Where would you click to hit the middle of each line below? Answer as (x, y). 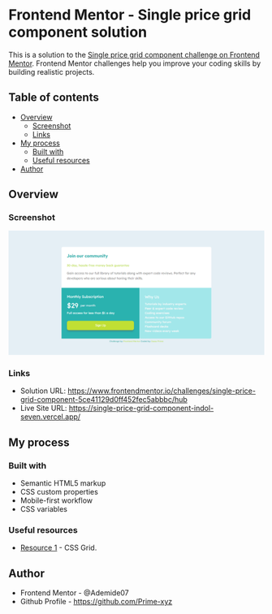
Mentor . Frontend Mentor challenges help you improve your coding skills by (135, 63)
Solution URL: (43, 391)
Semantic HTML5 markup (63, 483)
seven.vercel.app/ (50, 417)
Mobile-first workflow (56, 500)
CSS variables (43, 509)
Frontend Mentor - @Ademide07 (75, 593)
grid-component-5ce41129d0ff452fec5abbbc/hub (104, 400)
